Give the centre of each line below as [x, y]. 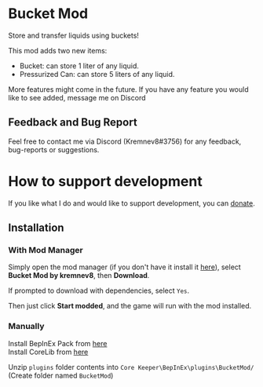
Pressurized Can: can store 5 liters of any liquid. [97, 74]
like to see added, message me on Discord [77, 97]
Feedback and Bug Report [73, 122]
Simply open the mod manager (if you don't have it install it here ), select [124, 267]
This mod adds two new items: [58, 50]
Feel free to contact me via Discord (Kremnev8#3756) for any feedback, [125, 141]
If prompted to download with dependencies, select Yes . [99, 290]
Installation [36, 228]
